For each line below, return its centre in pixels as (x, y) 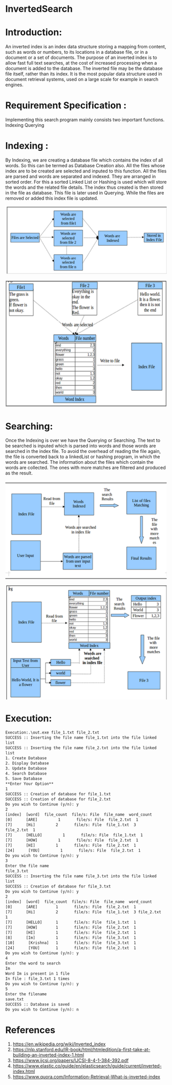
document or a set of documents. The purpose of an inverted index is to (81, 57)
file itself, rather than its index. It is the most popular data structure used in (84, 74)
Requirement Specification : (66, 105)
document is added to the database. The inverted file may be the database (84, 68)
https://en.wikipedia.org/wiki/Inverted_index (59, 1044)
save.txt (15, 999)
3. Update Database (26, 768)
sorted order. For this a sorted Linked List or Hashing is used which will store (86, 182)
